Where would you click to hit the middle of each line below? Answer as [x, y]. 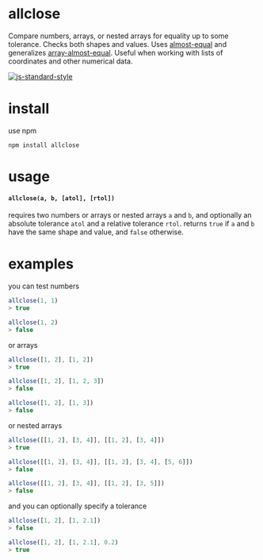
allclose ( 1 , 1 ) [33, 301]
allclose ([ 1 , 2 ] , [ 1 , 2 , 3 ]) [56, 381]
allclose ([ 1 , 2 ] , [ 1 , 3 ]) [51, 403]
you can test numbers [44, 286]
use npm [23, 130]
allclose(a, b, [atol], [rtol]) [61, 198]
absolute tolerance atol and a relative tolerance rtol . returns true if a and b [131, 224]
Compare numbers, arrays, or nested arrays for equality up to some [118, 36]
